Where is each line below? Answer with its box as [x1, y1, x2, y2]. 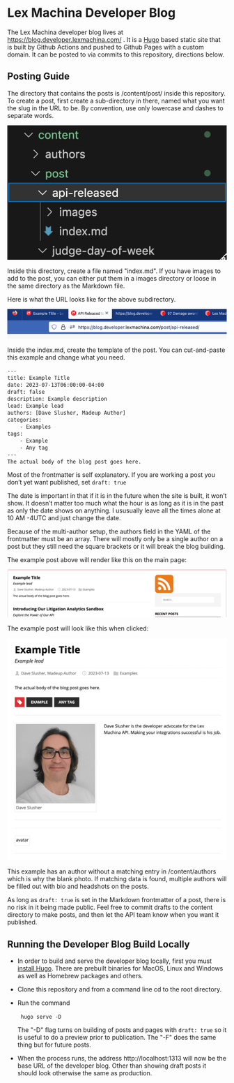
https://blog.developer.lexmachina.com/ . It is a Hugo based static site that [7, 35, 221, 43]
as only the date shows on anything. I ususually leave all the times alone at [7, 506, 221, 515]
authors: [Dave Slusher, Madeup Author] [7, 409, 127, 416]
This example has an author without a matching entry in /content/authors [7, 867, 217, 876]
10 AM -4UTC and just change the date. [7, 513, 121, 522]
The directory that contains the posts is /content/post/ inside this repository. [7, 89, 226, 97]
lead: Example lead [7, 402, 64, 409]
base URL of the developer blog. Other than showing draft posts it [17, 1061, 207, 1070]
